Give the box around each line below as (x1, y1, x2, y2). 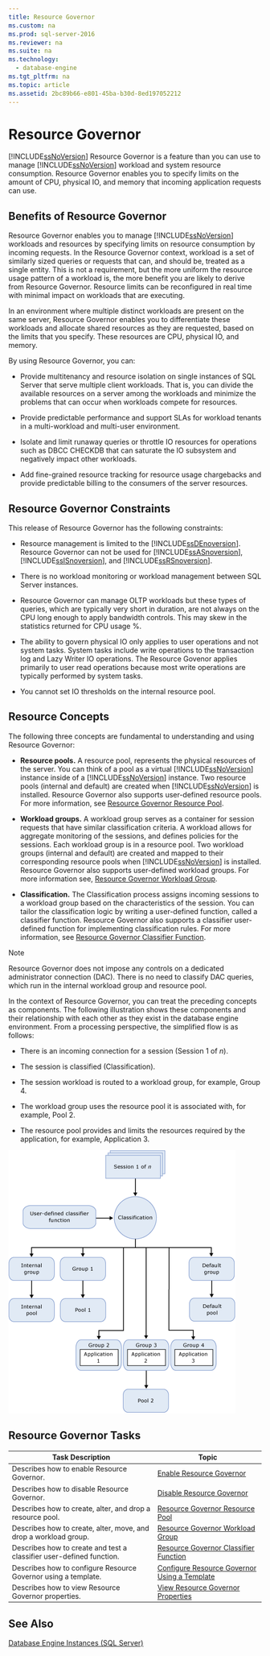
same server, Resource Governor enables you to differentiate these (8, 315, 231, 325)
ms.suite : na (8, 47, 52, 56)
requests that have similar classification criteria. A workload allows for (19, 822, 252, 832)
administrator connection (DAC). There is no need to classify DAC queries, (8, 971, 255, 982)
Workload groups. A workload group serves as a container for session (19, 814, 255, 823)
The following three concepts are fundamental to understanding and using (8, 731, 255, 741)
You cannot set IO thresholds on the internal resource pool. (19, 687, 216, 697)
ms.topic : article (8, 81, 70, 89)
